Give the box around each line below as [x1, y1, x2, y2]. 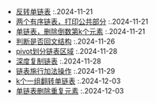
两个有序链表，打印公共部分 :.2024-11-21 [15, 17, 149, 26]
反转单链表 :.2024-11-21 [15, 7, 93, 16]
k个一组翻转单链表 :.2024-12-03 [15, 76, 121, 86]
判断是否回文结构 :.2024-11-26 [15, 36, 116, 46]
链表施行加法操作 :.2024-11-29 [15, 67, 116, 75]
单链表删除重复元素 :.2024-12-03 [15, 86, 124, 95]
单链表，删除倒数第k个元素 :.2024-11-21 [15, 27, 146, 36]
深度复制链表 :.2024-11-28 [15, 56, 101, 66]
